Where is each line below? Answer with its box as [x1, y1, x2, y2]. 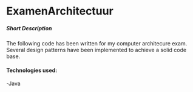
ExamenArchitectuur [6, 4, 113, 18]
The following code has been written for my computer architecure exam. [6, 40, 188, 47]
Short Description [6, 24, 52, 31]
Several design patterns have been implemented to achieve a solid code [6, 47, 187, 54]
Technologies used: [6, 67, 58, 74]
